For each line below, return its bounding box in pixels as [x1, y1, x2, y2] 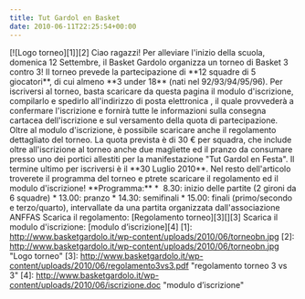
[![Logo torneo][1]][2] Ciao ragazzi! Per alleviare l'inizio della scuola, [9, 46, 266, 57]
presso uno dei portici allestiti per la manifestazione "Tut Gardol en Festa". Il [9, 153, 295, 164]
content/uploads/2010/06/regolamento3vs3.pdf [9, 260, 189, 271]
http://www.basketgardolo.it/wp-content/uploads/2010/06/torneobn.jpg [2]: [9, 231, 295, 242]
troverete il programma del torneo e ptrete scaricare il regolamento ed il [9, 172, 279, 183]
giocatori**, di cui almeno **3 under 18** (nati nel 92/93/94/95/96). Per [9, 76, 283, 87]
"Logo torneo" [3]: [9, 250, 79, 261]
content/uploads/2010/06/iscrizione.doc [9, 279, 162, 290]
